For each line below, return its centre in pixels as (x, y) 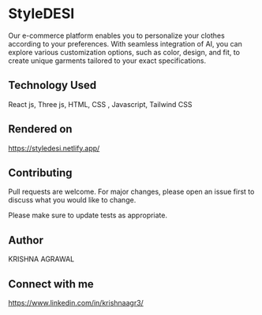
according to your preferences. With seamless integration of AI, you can (125, 43)
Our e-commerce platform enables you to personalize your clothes (116, 35)
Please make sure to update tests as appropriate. (88, 215)
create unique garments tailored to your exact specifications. (107, 61)
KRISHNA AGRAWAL (41, 259)
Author (26, 240)
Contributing (40, 173)
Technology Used (52, 85)
